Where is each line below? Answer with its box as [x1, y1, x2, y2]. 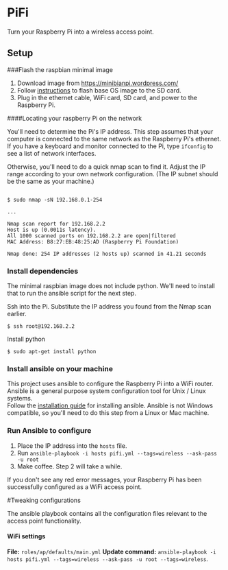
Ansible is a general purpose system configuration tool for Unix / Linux [7, 387, 207, 395]
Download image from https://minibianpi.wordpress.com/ [16, 79, 179, 87]
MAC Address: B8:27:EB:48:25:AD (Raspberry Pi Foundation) [7, 238, 179, 245]
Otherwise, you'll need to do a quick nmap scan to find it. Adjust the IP [7, 163, 206, 171]
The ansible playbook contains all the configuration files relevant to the [7, 509, 207, 517]
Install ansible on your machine [7, 364, 113, 373]
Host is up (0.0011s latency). [7, 226, 97, 233]
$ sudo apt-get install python [7, 348, 97, 355]
